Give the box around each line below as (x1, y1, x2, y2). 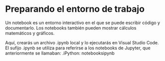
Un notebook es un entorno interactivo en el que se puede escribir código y (5, 20, 161, 26)
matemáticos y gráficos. (5, 30, 55, 36)
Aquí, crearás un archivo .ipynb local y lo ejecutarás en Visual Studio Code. (5, 39, 159, 45)
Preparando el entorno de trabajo (5, 3, 145, 15)
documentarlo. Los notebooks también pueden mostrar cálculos (5, 25, 137, 30)
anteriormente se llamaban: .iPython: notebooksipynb (5, 50, 115, 56)
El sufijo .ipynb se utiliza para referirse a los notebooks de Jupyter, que (5, 45, 151, 51)
